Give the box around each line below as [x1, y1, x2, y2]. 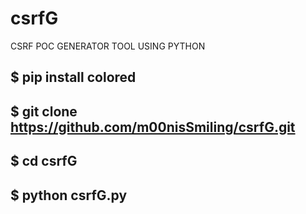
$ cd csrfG [10, 153, 78, 170]
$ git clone [10, 103, 78, 120]
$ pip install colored [10, 69, 137, 86]
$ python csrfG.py [10, 187, 128, 204]
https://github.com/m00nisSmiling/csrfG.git [10, 118, 296, 136]
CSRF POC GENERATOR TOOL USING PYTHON [10, 40, 206, 52]
